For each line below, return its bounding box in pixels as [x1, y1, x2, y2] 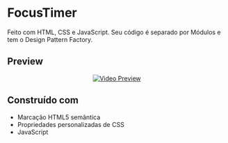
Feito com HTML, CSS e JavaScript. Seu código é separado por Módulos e [7, 28, 221, 36]
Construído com [7, 94, 79, 106]
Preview [7, 56, 44, 68]
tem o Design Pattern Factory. [7, 35, 93, 43]
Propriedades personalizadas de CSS [17, 120, 125, 128]
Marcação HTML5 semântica [17, 113, 101, 121]
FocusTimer [7, 5, 78, 21]
